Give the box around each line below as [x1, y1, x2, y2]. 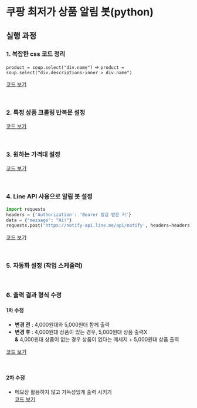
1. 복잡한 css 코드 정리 [6, 49, 66, 58]
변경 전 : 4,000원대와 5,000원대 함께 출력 [14, 321, 110, 328]
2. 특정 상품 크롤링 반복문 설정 [6, 108, 86, 117]
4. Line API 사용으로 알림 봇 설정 [6, 193, 93, 201]
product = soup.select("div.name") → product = [6, 63, 124, 71]
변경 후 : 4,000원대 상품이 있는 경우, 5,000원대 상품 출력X [14, 328, 148, 336]
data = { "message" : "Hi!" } [6, 217, 72, 223]
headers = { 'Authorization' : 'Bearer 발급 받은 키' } [6, 211, 132, 218]
